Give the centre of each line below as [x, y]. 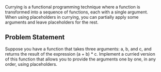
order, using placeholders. [31, 64]
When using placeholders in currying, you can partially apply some [72, 17]
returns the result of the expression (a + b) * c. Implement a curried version [80, 54]
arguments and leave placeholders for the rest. [52, 22]
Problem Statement [35, 37]
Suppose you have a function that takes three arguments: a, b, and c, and [78, 49]
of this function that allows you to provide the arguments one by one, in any [80, 59]
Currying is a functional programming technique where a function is [73, 7]
